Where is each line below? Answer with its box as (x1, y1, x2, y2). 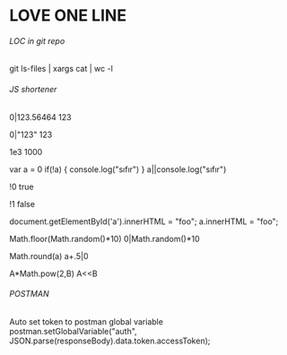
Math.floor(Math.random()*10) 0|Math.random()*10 (9, 233, 200, 244)
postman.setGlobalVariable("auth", (9, 325, 137, 336)
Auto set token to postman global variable (9, 316, 164, 327)
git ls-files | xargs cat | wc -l (9, 64, 114, 74)
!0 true (9, 181, 34, 192)
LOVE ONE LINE (9, 5, 127, 26)
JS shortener (9, 83, 57, 94)
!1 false (9, 198, 36, 209)
